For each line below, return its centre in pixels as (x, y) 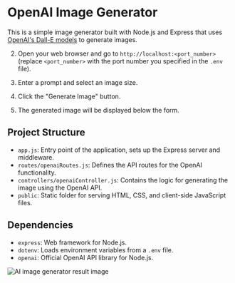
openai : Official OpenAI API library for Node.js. (85, 257)
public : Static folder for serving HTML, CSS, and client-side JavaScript (122, 195)
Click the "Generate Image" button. (69, 96)
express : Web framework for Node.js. (72, 242)
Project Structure (46, 133)
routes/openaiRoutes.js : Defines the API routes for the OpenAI (110, 165)
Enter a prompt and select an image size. (78, 82)
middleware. (36, 157)
